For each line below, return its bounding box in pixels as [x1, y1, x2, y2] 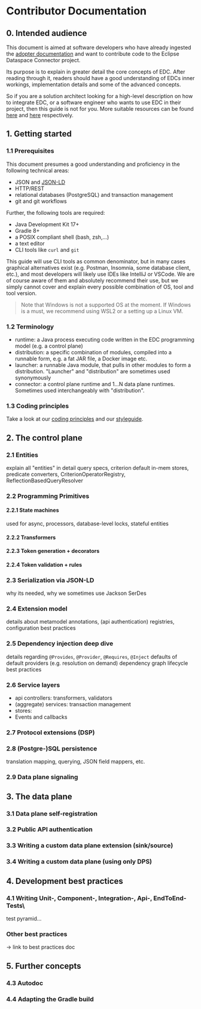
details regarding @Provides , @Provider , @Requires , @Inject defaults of [6, 653, 178, 660]
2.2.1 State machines [6, 507, 59, 514]
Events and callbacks [14, 713, 68, 721]
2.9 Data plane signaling [6, 773, 78, 782]
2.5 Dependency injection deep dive [6, 639, 114, 648]
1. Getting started [6, 129, 72, 139]
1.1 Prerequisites [6, 147, 54, 155]
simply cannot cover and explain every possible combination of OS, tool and [6, 283, 194, 290]
